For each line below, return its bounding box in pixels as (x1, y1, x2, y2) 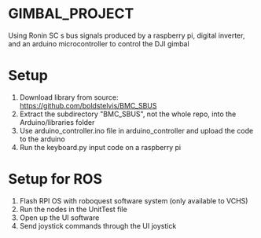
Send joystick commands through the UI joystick (19, 221, 177, 230)
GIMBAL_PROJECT (8, 5, 134, 23)
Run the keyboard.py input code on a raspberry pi (19, 142, 182, 152)
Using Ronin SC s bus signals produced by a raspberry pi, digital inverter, (8, 31, 245, 40)
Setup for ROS (8, 170, 103, 189)
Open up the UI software (19, 213, 100, 222)
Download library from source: (19, 92, 119, 102)
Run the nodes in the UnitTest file (19, 204, 127, 214)
